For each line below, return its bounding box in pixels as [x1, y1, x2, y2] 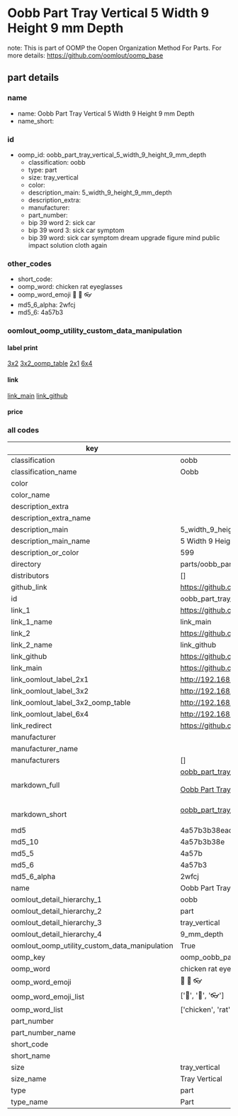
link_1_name [11, 617, 53, 627]
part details [7, 72, 59, 84]
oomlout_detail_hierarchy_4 [11, 929, 102, 939]
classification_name [11, 467, 77, 477]
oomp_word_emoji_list [11, 992, 85, 1002]
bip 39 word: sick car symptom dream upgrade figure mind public [28, 233, 220, 242]
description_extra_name [11, 513, 91, 523]
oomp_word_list [11, 1005, 64, 1014]
